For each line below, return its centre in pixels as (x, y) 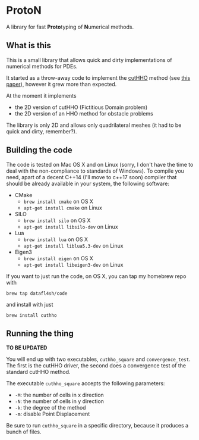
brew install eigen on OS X (59, 258)
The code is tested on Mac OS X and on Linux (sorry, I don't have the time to (100, 164)
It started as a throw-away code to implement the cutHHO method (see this (98, 77)
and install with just (30, 304)
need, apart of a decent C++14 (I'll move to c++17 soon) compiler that (91, 177)
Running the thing (40, 333)
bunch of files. (24, 432)
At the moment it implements (41, 95)
